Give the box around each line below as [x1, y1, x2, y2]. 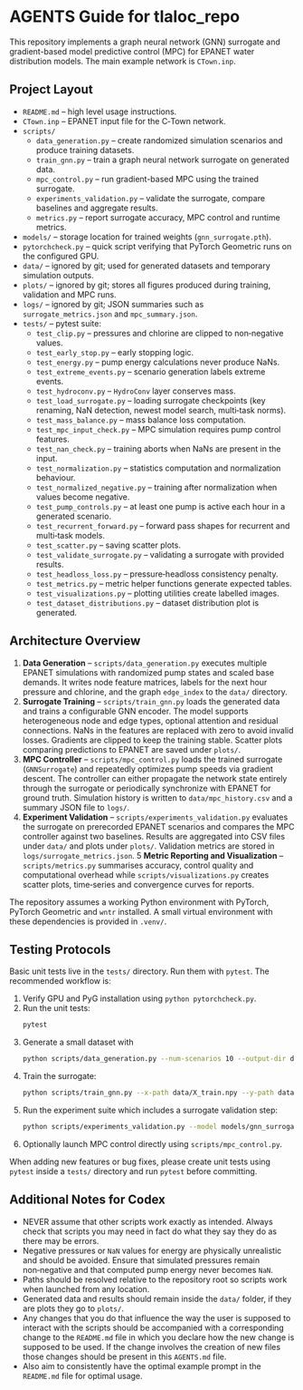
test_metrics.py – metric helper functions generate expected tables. [35, 578, 292, 588]
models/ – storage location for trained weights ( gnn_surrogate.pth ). [22, 231, 271, 242]
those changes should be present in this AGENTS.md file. [22, 1351, 227, 1362]
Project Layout [9, 82, 93, 97]
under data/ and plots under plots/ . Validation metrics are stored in [22, 841, 275, 851]
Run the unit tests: [22, 1003, 90, 1014]
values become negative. [35, 491, 130, 502]
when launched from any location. [22, 1283, 150, 1294]
